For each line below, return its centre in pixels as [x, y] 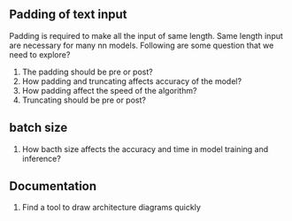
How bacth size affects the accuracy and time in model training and [145, 149]
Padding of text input [68, 15]
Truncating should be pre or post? [84, 100]
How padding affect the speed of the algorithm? [109, 90]
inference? [42, 158]
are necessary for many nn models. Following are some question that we [142, 45]
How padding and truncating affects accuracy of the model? [131, 81]
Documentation [53, 186]
